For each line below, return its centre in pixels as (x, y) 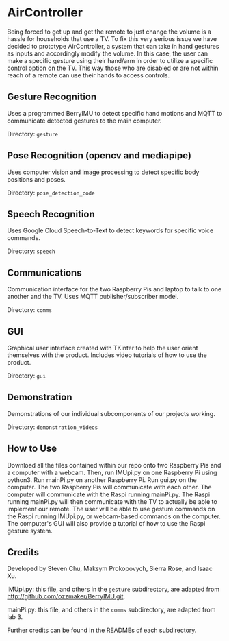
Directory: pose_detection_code (51, 193)
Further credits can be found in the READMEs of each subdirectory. (102, 630)
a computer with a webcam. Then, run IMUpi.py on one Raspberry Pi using (112, 472)
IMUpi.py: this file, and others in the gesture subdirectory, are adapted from (113, 589)
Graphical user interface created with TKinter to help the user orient (103, 348)
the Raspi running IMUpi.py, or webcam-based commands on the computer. (114, 516)
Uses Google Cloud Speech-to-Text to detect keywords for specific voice (110, 230)
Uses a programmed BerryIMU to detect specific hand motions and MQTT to (115, 113)
